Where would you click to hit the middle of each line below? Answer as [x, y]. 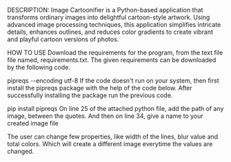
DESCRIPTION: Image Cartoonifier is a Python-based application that [105, 10]
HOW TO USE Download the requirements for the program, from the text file [115, 52]
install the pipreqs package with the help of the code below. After [100, 88]
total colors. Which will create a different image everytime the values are [110, 144]
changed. [21, 151]
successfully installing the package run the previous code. [90, 95]
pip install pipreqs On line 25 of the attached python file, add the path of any [115, 109]
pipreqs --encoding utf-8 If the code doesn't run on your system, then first [113, 81]
